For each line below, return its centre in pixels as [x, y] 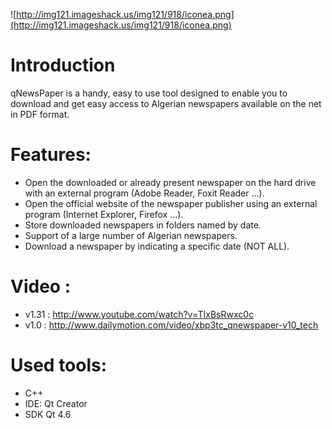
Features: [51, 155]
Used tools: [59, 365]
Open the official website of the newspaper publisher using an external [171, 203]
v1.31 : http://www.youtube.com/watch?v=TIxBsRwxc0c [139, 314]
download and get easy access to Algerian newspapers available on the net [166, 103]
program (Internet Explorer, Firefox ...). [104, 214]
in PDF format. [40, 114]
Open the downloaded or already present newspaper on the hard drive [170, 182]
